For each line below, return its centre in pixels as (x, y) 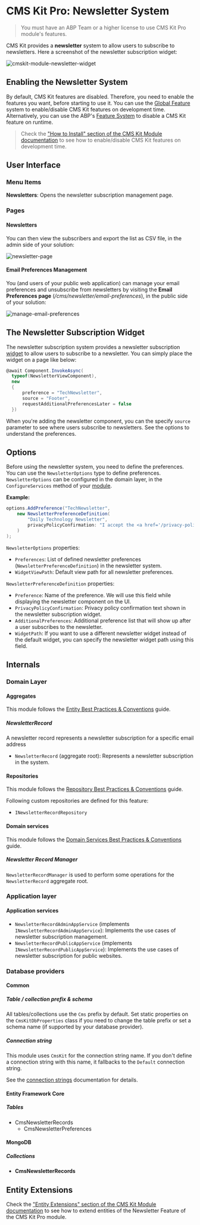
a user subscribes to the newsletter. (59, 627)
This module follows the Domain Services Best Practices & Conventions (94, 839)
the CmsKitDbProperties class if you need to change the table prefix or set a (99, 1021)
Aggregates (21, 696)
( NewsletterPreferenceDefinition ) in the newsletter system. (88, 566)
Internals (23, 665)
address (16, 744)
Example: (18, 497)
